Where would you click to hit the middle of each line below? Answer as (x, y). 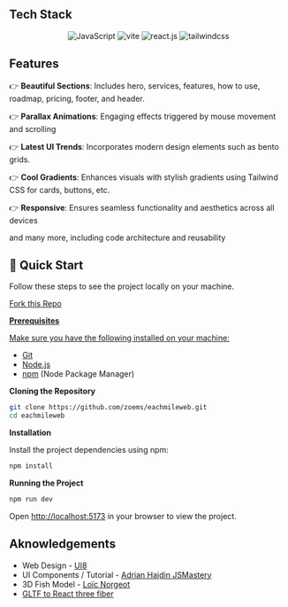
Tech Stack (41, 15)
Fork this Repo (35, 304)
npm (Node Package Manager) (78, 374)
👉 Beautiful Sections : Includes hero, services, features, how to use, (135, 86)
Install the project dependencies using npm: (89, 450)
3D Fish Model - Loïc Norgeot (76, 584)
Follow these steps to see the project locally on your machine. (122, 286)
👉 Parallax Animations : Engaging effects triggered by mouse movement (143, 116)
